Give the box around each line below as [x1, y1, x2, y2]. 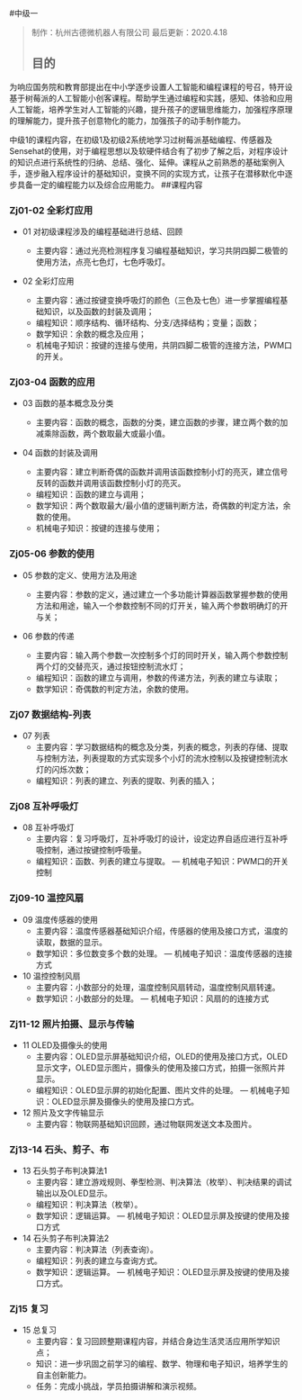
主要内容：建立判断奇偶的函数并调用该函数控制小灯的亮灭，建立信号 [35, 466, 289, 477]
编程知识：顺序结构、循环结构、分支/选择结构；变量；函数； [35, 318, 260, 329]
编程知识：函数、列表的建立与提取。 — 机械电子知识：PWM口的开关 [35, 856, 289, 867]
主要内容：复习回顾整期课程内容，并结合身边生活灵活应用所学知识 [35, 1336, 280, 1347]
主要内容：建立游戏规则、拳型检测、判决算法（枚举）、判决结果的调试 [35, 1177, 292, 1188]
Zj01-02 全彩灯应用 [9, 203, 93, 216]
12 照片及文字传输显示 [22, 1106, 104, 1118]
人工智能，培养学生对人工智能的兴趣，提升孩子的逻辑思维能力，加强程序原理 [9, 104, 293, 114]
